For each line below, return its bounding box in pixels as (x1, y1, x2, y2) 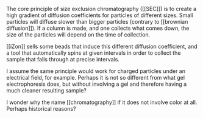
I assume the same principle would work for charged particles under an (6, 68, 186, 75)
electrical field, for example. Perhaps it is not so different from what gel (6, 74, 185, 81)
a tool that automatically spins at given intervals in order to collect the (6, 49, 181, 57)
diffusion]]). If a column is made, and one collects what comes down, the (6, 24, 190, 32)
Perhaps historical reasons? (6, 105, 76, 112)
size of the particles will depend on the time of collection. (6, 31, 151, 38)
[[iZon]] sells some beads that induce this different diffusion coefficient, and (6, 43, 198, 50)
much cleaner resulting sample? (6, 87, 87, 94)
